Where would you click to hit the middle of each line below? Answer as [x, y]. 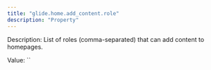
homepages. [25, 47]
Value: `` [19, 60]
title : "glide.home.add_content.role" [63, 13]
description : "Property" [43, 20]
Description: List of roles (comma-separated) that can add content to [106, 39]
